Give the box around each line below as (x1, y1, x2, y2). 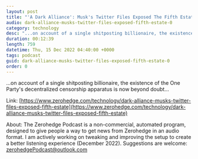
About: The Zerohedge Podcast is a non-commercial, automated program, (6, 121, 186, 128)
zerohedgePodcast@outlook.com (6, 146, 88, 153)
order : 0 (6, 63, 28, 69)
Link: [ (6, 97, 22, 104)
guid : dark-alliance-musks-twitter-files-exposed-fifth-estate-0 (6, 58, 170, 64)
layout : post (6, 8, 38, 15)
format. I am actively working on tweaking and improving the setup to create (6, 134, 192, 141)
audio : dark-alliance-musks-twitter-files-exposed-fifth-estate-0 (6, 19, 173, 25)
